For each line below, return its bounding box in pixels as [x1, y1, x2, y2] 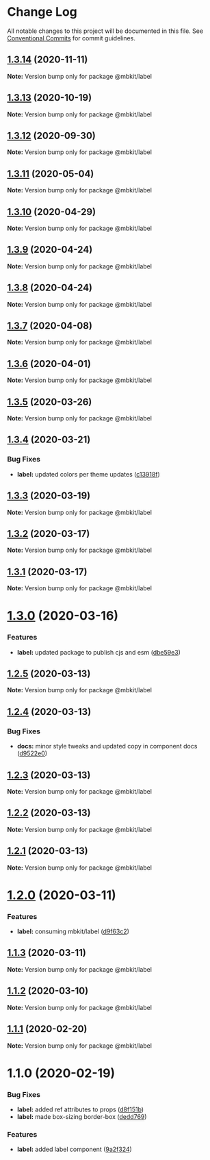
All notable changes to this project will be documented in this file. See [7, 27, 204, 35]
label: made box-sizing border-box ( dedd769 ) [16, 1113, 147, 1121]
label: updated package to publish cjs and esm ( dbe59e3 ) [16, 648, 181, 656]
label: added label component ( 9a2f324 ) [16, 1145, 132, 1154]
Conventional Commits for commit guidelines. [7, 34, 135, 42]
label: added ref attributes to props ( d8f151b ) [16, 1105, 144, 1113]
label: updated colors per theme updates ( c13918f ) [16, 470, 161, 478]
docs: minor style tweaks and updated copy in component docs [16, 742, 198, 751]
